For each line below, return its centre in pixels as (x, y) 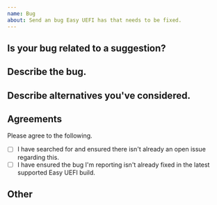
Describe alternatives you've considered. (99, 96)
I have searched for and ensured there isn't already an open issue (112, 149)
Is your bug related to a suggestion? (87, 48)
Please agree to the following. (50, 136)
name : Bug (22, 14)
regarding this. (38, 157)
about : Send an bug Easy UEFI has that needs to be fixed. (95, 20)
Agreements (35, 119)
